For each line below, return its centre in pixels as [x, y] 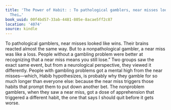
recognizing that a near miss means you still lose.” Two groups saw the [80, 60]
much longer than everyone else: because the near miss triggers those [79, 81]
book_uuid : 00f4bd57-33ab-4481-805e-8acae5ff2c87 [59, 19]
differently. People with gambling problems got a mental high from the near [84, 71]
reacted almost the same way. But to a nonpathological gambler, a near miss [85, 49]
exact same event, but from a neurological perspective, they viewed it [78, 65]
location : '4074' [24, 24]
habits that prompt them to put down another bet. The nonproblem [75, 87]
